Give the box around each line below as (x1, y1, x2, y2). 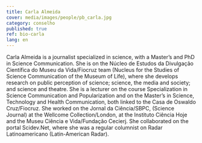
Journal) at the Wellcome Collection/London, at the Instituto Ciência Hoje (6, 111, 188, 118)
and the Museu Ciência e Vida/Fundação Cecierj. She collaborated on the (6, 118, 189, 124)
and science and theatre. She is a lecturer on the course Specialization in (6, 86, 188, 92)
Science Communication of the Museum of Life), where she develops (6, 73, 178, 80)
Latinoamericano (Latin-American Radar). (6, 130, 110, 138)
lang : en (6, 37, 28, 43)
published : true (6, 25, 47, 32)
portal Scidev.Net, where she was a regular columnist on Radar (6, 124, 163, 131)
